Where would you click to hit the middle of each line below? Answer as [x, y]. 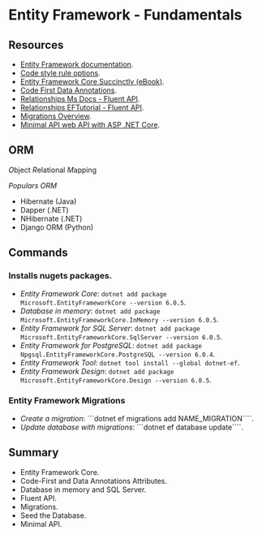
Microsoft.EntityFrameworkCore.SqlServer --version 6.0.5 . [121, 337]
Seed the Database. [53, 515]
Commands [39, 253]
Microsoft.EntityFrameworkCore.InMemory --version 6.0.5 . [119, 319]
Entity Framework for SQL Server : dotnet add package [110, 328]
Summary [34, 453]
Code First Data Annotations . [69, 90]
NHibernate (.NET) [51, 218]
